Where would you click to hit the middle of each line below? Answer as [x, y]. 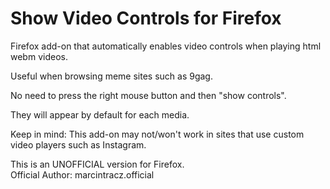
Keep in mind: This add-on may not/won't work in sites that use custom [157, 134]
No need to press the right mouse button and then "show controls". [148, 95]
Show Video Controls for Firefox [146, 18]
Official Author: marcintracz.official [82, 174]
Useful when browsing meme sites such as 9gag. [111, 76]
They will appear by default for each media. [100, 114]
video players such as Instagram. [78, 144]
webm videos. [39, 56]
